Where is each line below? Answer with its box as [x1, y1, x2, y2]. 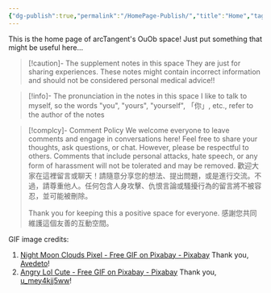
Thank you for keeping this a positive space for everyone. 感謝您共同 [27, 207, 257, 218]
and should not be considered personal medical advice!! [27, 75, 215, 85]
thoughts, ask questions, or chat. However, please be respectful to [27, 142, 249, 152]
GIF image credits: [8, 234, 69, 244]
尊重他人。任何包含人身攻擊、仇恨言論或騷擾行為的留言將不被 [49, 181, 255, 190]
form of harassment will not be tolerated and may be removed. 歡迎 [27, 161, 252, 170]
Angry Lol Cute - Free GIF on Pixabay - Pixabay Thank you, [19, 267, 217, 277]
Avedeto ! [19, 258, 50, 268]
